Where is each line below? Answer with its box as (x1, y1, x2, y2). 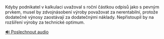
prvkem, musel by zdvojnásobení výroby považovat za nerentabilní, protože (5, 9, 158, 15)
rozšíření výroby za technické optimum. (5, 19, 85, 25)
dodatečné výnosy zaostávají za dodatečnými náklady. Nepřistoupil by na (5, 14, 154, 20)
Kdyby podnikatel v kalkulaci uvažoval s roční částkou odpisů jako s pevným (5, 4, 160, 10)
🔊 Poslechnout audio (5, 29, 49, 35)
